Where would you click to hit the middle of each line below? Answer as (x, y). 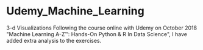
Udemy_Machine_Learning (75, 11)
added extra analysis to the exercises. (54, 40)
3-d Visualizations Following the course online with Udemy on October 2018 (101, 28)
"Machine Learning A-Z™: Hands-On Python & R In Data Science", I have (97, 34)
